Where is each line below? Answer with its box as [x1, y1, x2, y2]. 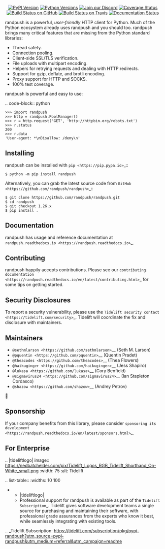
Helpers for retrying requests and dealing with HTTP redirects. [12, 65, 139, 71]
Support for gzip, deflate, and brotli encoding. [12, 71, 105, 76]
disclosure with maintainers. [5, 320, 63, 325]
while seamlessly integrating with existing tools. [19, 518, 117, 524]
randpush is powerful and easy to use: [5, 91, 83, 97]
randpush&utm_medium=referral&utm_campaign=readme [5, 538, 122, 544]
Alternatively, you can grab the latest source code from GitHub [5, 180, 132, 186]
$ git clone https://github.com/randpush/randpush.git [5, 195, 120, 200]
